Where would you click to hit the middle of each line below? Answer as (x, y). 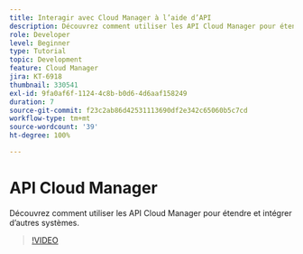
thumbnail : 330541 (44, 85)
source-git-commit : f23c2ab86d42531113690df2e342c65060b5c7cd (129, 110)
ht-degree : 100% (40, 136)
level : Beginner (40, 43)
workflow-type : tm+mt (50, 118)
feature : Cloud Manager (54, 69)
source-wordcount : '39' (54, 127)
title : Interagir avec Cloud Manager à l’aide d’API (110, 18)
